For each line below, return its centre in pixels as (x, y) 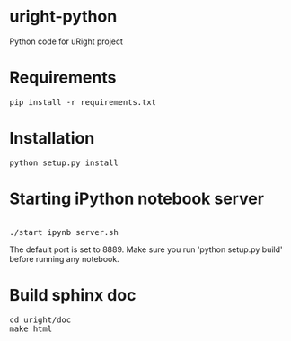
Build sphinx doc (73, 295)
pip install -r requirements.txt (83, 102)
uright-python (63, 17)
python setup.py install (64, 162)
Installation (52, 139)
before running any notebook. (64, 258)
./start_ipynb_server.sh (64, 232)
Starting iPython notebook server (137, 198)
